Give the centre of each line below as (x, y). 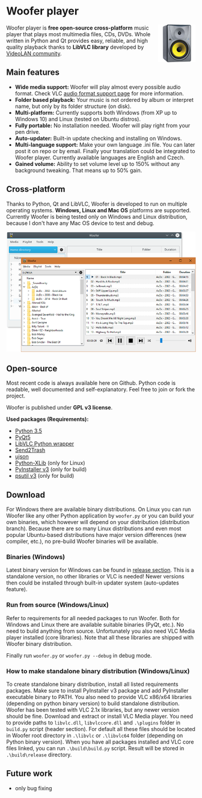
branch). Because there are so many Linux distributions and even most (94, 528)
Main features (33, 73)
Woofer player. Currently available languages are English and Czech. (100, 157)
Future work (29, 774)
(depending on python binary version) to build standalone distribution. (93, 703)
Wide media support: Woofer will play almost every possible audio (98, 87)
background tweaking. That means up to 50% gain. (78, 170)
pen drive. (27, 131)
